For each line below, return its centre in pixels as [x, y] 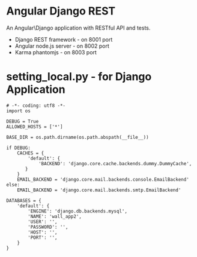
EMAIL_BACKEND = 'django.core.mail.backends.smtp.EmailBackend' [99, 190]
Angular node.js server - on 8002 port [62, 46]
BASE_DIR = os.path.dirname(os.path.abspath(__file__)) [77, 137]
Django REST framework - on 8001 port [64, 39]
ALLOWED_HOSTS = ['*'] [35, 127]
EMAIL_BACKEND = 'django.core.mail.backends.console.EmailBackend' [103, 179]
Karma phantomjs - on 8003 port [56, 52]
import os [19, 111]
